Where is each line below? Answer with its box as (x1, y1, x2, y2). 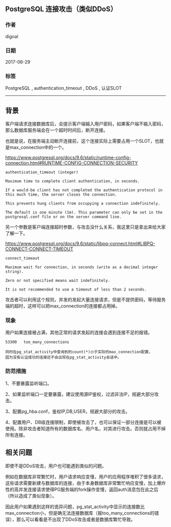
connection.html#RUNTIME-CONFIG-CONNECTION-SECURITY (5, 160, 138, 166)
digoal (5, 33, 19, 39)
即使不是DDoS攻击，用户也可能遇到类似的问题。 (5, 463, 107, 469)
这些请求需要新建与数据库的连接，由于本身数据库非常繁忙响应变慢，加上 (5, 480, 157, 486)
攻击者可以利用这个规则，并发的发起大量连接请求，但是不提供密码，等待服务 (5, 297, 166, 303)
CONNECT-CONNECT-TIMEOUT (5, 246, 74, 252)
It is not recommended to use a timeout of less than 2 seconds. (5, 287, 147, 292)
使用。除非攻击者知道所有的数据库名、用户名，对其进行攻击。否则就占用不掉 (5, 425, 166, 432)
